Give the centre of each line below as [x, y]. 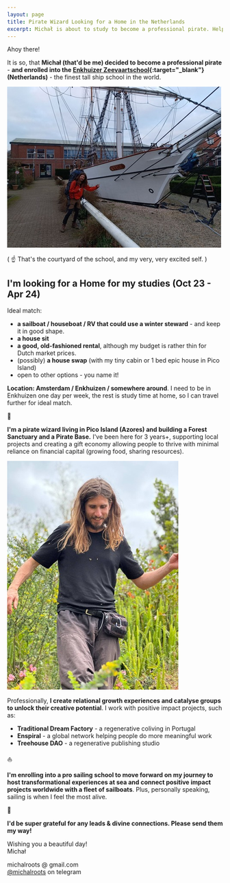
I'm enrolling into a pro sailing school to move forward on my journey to [110, 775]
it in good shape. [41, 331]
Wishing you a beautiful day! [47, 844]
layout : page [26, 14]
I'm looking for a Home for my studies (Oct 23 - [109, 283]
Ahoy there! [24, 49]
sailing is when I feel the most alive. [57, 797]
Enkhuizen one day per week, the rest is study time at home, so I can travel [113, 395]
